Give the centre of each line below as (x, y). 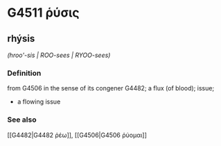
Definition (24, 73)
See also (22, 120)
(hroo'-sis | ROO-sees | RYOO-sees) (59, 55)
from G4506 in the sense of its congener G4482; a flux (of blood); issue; (111, 88)
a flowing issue (39, 102)
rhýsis (21, 39)
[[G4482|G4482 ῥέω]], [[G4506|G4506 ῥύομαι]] (77, 135)
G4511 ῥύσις (43, 13)
